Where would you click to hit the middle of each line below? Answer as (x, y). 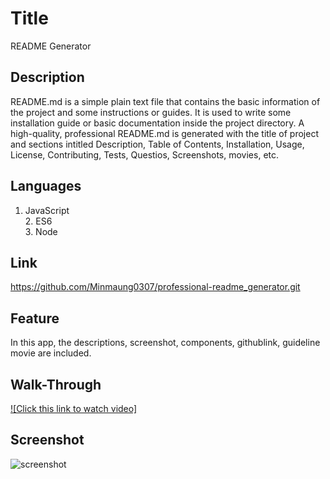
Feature (35, 318)
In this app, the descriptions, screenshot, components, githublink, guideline (165, 343)
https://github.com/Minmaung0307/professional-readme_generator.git (155, 287)
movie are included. (51, 353)
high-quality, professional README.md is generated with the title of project (165, 133)
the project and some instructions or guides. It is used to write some (151, 112)
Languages (46, 186)
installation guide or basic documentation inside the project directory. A (157, 123)
